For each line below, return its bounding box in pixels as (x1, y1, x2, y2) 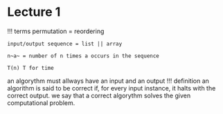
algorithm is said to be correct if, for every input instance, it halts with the (7, 84, 216, 92)
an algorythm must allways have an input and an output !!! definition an (7, 77, 210, 85)
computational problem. (7, 98, 75, 107)
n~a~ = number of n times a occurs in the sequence (7, 53, 159, 59)
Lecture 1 (7, 4, 61, 20)
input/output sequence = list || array (7, 40, 123, 47)
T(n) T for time (7, 64, 54, 71)
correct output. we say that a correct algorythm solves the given (7, 91, 191, 99)
